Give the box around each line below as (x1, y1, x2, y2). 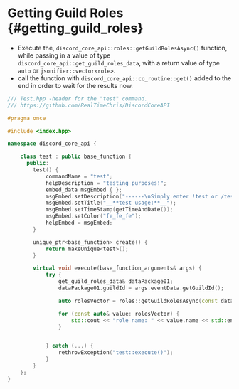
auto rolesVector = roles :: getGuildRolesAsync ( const (58, 297, 218, 304)
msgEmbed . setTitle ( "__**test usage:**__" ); (45, 199, 176, 207)
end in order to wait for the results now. (17, 81, 134, 90)
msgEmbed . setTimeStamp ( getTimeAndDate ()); (45, 206, 174, 213)
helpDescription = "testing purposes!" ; (45, 179, 167, 186)
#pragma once (7, 114, 46, 122)
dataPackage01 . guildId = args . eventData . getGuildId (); (58, 284, 224, 292)
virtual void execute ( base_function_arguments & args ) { (33, 265, 202, 272)
